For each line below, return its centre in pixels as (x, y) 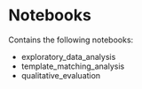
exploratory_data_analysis (68, 56)
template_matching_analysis (73, 66)
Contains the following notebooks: (71, 40)
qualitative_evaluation (61, 75)
